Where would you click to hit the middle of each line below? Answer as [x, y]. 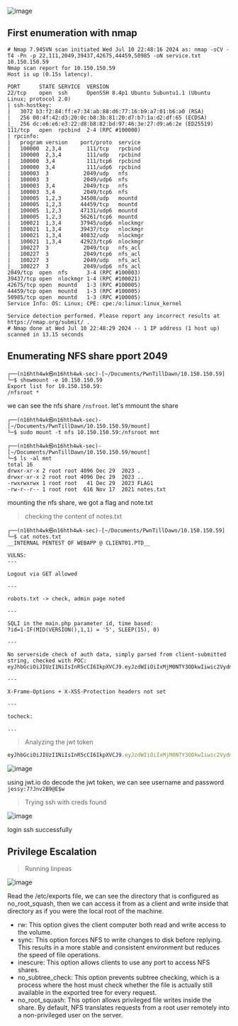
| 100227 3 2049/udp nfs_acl [74, 260]
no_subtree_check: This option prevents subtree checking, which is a [118, 978]
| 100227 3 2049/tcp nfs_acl [74, 248]
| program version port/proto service [74, 142]
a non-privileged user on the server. [70, 1015]
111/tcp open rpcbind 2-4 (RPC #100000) [74, 130]
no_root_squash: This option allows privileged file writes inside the [114, 1000]
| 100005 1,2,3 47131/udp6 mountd [73, 210]
